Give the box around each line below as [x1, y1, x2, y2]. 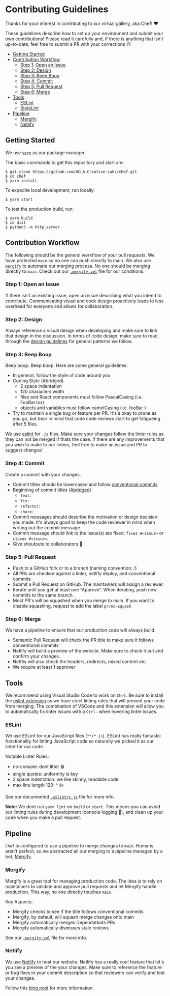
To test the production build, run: [5, 206, 74, 212]
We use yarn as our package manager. [5, 149, 86, 156]
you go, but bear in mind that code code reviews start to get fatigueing [12, 416, 161, 422]
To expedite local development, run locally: [5, 187, 95, 193]
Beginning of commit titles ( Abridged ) [12, 487, 91, 493]
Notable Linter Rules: [5, 753, 49, 759]
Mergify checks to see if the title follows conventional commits [12, 908, 144, 915]
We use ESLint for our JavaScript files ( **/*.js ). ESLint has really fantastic [5, 733, 161, 739]
